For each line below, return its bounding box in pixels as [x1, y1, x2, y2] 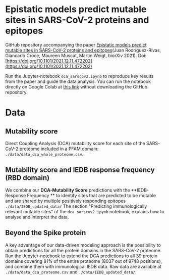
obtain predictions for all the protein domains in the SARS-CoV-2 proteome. [5, 247, 162, 253]
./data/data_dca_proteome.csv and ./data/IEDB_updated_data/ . [5, 269, 137, 275]
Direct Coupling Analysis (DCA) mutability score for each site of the [5, 140, 145, 146]
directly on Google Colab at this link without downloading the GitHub [5, 83, 148, 89]
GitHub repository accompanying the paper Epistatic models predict [5, 41, 147, 48]
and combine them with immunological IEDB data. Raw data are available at [5, 263, 162, 269]
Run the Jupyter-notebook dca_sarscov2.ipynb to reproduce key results [5, 73, 154, 79]
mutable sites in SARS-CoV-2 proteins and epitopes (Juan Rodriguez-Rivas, [5, 47, 161, 53]
